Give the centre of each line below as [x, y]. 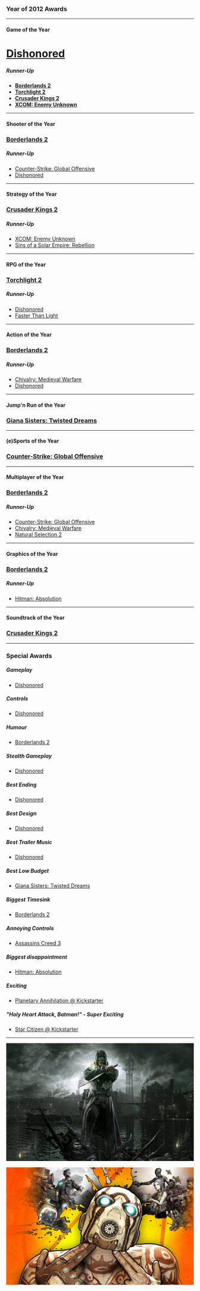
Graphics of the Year [32, 554]
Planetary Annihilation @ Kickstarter [59, 1000]
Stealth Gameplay [29, 756]
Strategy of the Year [32, 194]
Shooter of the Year [31, 123]
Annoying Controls [30, 928]
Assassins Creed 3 [38, 943]
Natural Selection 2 [38, 535]
